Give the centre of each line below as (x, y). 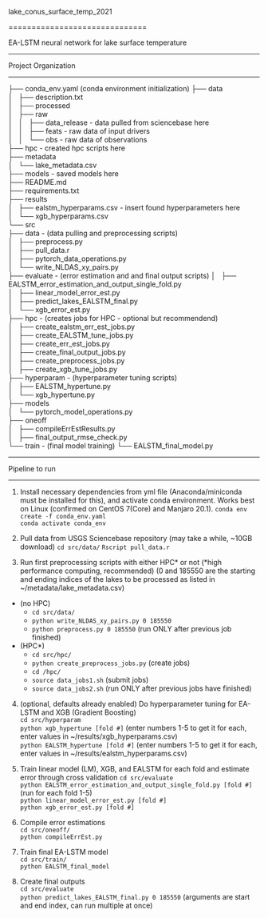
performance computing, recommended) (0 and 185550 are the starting (138, 571)
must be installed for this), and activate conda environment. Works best (137, 500)
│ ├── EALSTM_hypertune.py (60, 386)
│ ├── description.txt (46, 97)
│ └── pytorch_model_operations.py (71, 412)
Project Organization (42, 66)
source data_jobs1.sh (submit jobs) (90, 680)
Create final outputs (52, 881)
